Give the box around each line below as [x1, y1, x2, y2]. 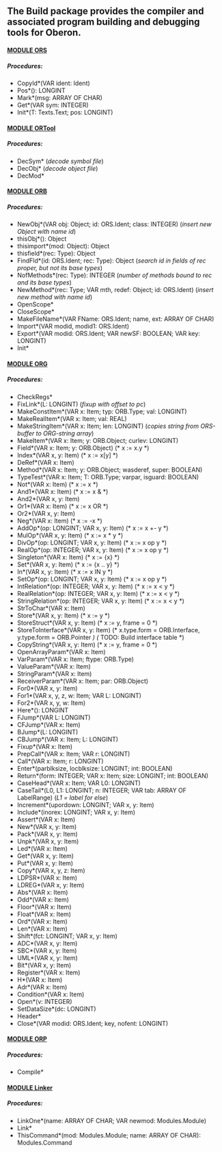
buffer [16, 429, 35, 437]
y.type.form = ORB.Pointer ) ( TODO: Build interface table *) [16, 633, 184, 641]
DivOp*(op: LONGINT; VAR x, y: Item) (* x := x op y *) [16, 538, 167, 547]
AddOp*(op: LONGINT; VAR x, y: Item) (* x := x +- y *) [16, 524, 169, 532]
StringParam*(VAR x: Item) [16, 669, 92, 677]
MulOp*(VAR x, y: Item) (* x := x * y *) [16, 531, 124, 539]
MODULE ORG [7, 359, 48, 368]
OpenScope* [16, 300, 54, 309]
